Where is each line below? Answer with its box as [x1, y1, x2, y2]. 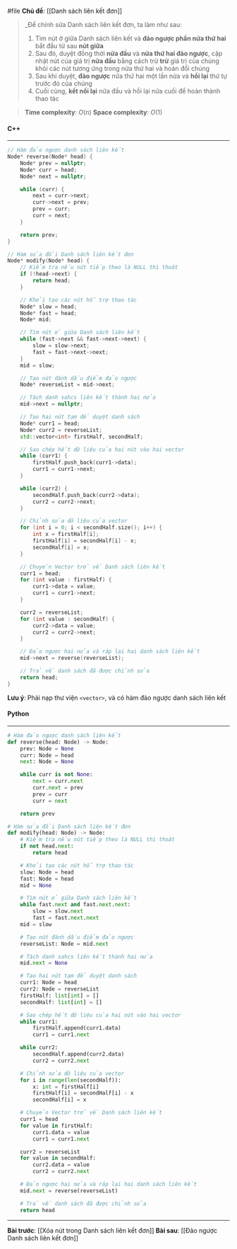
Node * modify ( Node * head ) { [7, 257, 90, 265]
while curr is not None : [20, 771, 93, 778]
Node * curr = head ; [20, 166, 78, 173]
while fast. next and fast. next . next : [20, 901, 131, 908]
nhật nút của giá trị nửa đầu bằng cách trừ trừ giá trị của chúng [35, 57, 220, 65]
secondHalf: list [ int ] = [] [20, 998, 102, 1005]
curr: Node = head [20, 751, 74, 759]
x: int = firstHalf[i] [32, 1083, 99, 1090]
